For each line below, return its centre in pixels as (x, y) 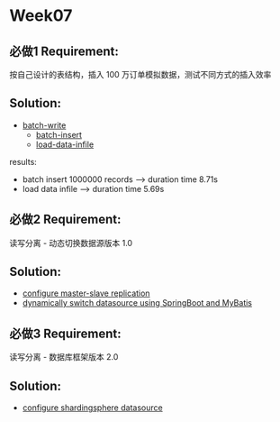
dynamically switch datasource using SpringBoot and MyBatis (137, 303)
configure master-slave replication (86, 293)
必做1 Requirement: (64, 51)
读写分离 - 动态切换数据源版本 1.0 (71, 243)
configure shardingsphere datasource (93, 408)
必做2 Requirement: (65, 220)
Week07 (41, 16)
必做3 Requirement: (65, 333)
